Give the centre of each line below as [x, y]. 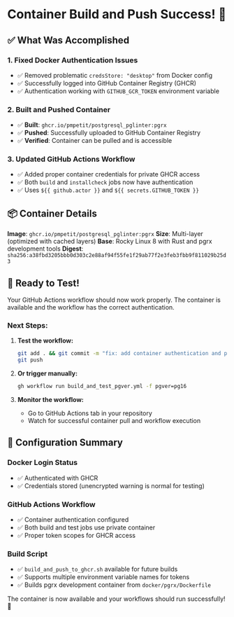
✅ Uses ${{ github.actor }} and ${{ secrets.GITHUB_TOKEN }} [108, 190]
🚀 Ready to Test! [44, 283]
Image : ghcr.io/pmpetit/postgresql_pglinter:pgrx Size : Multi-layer [105, 234]
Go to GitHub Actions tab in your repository [90, 413]
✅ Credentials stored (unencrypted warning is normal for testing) [111, 485]
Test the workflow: [45, 341]
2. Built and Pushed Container [59, 109]
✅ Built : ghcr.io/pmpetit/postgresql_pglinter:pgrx [92, 125]
